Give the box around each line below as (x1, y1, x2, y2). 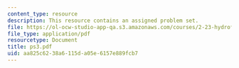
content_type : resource (7, 10, 78, 18)
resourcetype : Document (7, 37, 78, 44)
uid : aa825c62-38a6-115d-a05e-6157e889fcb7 (7, 50, 139, 57)
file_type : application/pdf (7, 30, 91, 38)
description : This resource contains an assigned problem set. (7, 17, 199, 24)
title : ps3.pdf (7, 43, 53, 50)
